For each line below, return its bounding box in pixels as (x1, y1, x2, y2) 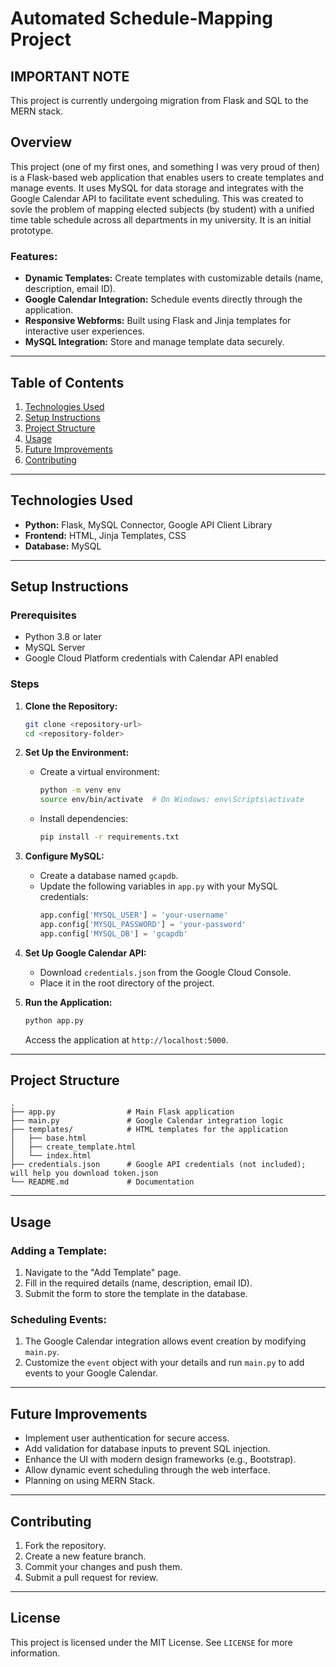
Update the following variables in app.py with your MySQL (39, 880, 278, 892)
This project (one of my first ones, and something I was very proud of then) (10, 160, 321, 172)
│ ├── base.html (10, 1133, 87, 1144)
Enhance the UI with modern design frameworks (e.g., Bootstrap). (24, 1453, 297, 1466)
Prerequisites (10, 608, 77, 622)
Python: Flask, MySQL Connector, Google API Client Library (24, 518, 273, 531)
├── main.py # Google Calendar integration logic (10, 1116, 284, 1126)
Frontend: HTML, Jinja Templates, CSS (24, 529, 187, 541)
